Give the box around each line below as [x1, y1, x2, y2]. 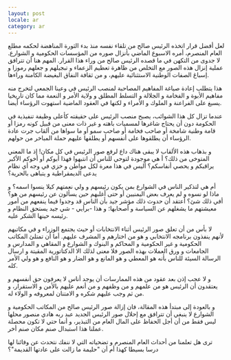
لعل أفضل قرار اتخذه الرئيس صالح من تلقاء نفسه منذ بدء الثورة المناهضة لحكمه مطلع [8, 42, 225, 50]
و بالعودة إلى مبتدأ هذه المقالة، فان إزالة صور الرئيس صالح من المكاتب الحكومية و [8, 303, 215, 311]
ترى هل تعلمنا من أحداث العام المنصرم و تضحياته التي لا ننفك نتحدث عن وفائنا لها [8, 338, 213, 346]
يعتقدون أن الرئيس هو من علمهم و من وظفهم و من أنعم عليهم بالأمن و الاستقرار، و [8, 282, 219, 291]
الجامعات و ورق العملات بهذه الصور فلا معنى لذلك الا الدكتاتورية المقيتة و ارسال [8, 247, 209, 255]
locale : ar [8, 16, 39, 23]
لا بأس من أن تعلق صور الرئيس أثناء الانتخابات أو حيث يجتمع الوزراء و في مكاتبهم [8, 225, 212, 234]
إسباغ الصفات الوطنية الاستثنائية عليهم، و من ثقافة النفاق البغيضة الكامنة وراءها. [8, 71, 209, 79]
